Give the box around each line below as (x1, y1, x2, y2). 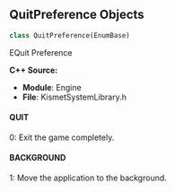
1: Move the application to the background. (9, 172, 168, 183)
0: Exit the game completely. (9, 132, 115, 143)
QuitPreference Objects (9, 7, 145, 22)
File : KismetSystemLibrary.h (22, 92, 127, 102)
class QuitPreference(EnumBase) (9, 31, 130, 39)
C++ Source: (9, 65, 58, 75)
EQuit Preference (9, 47, 74, 57)
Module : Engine (22, 82, 83, 92)
